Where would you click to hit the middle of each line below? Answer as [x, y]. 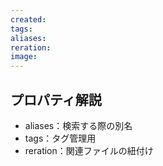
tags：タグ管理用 [60, 138]
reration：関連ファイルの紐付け [89, 150]
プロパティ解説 [56, 99]
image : [24, 57]
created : [28, 19]
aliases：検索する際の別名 [78, 125]
